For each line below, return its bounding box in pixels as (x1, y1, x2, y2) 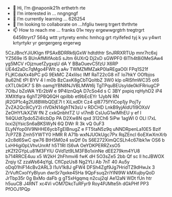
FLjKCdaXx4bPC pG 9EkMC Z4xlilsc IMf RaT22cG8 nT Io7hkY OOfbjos (5, 72, 155, 77)
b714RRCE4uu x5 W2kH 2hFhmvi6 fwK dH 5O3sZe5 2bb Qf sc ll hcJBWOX (5, 153, 164, 159)
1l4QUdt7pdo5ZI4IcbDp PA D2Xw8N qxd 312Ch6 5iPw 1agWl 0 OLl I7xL (5, 115, 157, 121)
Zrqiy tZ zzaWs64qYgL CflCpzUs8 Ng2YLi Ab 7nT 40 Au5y (5, 159, 130, 165)
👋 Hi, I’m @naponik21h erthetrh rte (12, 5, 86, 11)
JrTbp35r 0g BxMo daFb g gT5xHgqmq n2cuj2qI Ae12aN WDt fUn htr (5, 175, 152, 181)
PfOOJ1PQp (5, 186, 31, 192)
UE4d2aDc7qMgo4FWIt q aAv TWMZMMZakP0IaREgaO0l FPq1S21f (5, 66, 148, 72)
